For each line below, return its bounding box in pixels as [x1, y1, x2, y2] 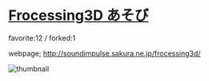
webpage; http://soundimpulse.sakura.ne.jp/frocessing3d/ [8, 48, 201, 58]
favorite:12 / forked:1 [8, 33, 76, 43]
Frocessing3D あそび [8, 6, 149, 25]
